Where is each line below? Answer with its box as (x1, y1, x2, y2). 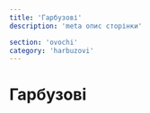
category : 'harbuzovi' (9, 46, 94, 55)
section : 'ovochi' (9, 38, 78, 47)
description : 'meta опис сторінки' (9, 22, 143, 30)
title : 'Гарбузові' (9, 13, 83, 22)
